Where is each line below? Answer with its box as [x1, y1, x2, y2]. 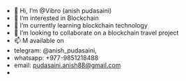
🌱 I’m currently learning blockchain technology [13, 21, 148, 29]
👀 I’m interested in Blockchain [13, 14, 99, 22]
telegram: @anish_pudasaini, [13, 46, 98, 55]
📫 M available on [13, 37, 65, 44]
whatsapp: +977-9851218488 [13, 54, 99, 62]
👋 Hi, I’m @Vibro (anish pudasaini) [13, 7, 112, 15]
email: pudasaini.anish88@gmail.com [13, 61, 121, 69]
